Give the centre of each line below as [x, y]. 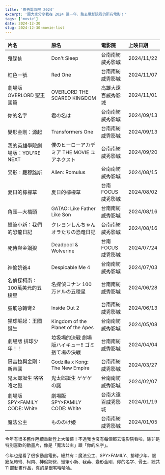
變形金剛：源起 [25, 132]
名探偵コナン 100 [71, 284]
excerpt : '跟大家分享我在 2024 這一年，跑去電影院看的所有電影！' [66, 14]
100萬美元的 [22, 288]
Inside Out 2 [65, 308]
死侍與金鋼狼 [23, 248]
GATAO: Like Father [73, 209]
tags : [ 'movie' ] [22, 19]
